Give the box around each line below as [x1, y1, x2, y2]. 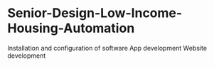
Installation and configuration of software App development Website [7, 43, 208, 52]
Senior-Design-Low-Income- [7, 5, 183, 21]
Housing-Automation [7, 20, 135, 36]
